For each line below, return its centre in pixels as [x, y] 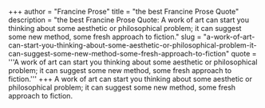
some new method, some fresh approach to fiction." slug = [105, 37]
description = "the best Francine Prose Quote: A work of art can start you [129, 20]
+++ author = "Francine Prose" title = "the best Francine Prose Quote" [124, 12]
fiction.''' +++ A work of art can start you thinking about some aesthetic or [131, 79]
